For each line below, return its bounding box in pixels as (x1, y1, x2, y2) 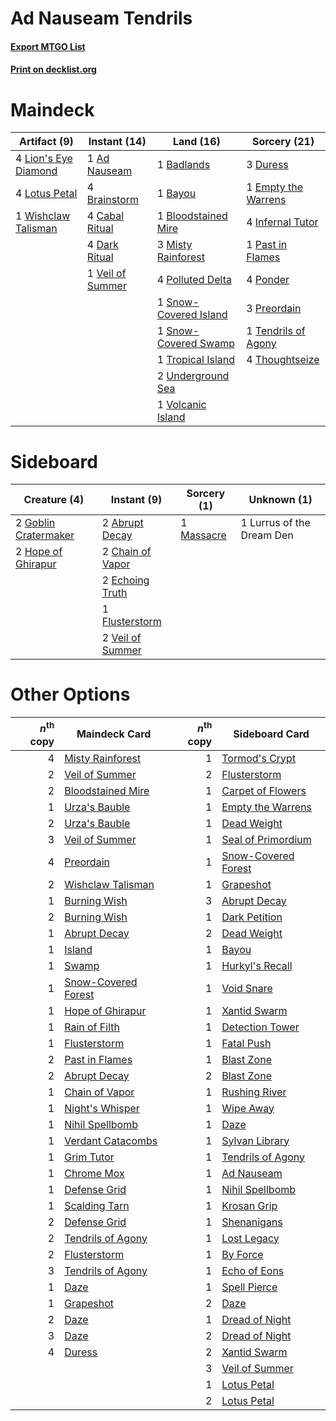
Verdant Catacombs (64, 1133, 158, 1147)
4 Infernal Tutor (246, 215, 319, 229)
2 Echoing (101, 573, 150, 587)
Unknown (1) (248, 493, 313, 507)
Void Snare (221, 981, 273, 995)
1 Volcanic (156, 398, 207, 412)
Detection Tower (221, 1020, 300, 1034)
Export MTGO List (10, 40, 86, 52)
